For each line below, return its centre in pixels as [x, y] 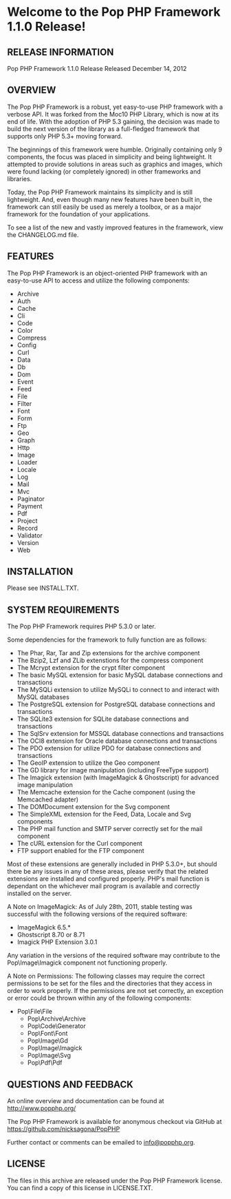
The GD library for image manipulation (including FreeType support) [113, 770]
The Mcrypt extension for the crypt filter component [91, 668]
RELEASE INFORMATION [60, 52]
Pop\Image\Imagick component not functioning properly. [87, 963]
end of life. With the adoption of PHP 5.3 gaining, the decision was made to [113, 121]
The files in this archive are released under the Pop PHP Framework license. [115, 1180]
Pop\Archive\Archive [56, 1019]
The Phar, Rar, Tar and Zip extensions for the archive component [109, 653]
